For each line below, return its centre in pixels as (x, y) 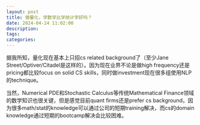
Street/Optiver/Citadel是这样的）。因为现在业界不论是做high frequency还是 (98, 65)
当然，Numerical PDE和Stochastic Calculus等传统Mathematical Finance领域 (100, 93)
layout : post (23, 12)
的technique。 (24, 80)
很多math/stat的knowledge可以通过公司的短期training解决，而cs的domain (103, 108)
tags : (13, 34)
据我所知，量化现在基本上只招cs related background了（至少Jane (88, 57)
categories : (21, 40)
